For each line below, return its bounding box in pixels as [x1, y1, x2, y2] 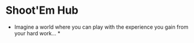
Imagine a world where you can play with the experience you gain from [14, 23, 189, 30]
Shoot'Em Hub [5, 4, 79, 17]
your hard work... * [14, 29, 61, 36]
